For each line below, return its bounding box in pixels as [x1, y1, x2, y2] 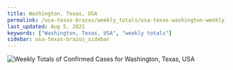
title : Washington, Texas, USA [7, 10, 98, 17]
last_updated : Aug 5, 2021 [7, 23, 85, 30]
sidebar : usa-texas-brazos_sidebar [7, 36, 110, 43]
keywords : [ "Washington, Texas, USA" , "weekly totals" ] [7, 29, 172, 37]
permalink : [7, 17, 39, 24]
